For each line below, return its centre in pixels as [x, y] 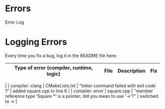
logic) [53, 74]
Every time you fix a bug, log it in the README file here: [61, 55]
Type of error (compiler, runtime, [54, 68]
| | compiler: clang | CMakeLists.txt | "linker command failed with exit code [80, 85]
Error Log [15, 22]
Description [132, 71]
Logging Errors [36, 42]
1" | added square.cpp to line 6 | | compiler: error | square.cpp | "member [79, 91]
